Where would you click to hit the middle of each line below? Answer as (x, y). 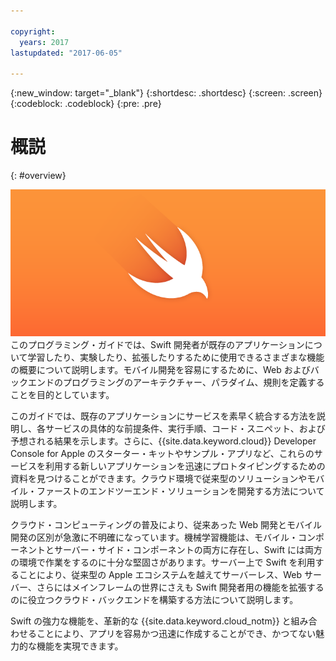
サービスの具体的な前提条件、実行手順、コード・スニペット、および (185, 429)
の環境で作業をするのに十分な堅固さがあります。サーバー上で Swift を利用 (163, 562)
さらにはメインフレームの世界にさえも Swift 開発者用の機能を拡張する (180, 587)
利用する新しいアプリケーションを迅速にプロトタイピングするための (185, 466)
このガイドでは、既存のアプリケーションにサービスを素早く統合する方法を (163, 416)
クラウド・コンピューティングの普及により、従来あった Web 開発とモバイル (166, 525)
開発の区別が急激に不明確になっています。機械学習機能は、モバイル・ (154, 537)
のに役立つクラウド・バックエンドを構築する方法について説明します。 (154, 600)
